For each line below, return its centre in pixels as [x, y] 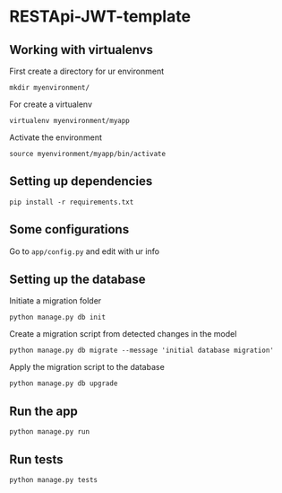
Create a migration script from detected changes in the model [123, 334]
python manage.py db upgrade [64, 383]
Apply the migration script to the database [87, 367]
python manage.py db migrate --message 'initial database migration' [142, 351]
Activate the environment [56, 137]
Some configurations [69, 229]
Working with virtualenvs [81, 50]
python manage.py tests [54, 480]
